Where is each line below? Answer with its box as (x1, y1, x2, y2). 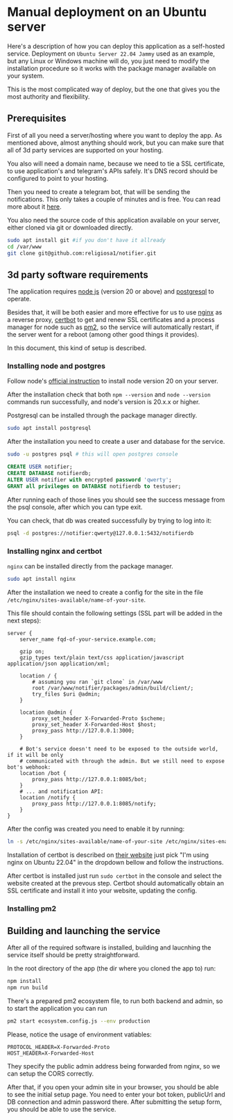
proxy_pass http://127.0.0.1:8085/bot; (32, 776, 148, 783)
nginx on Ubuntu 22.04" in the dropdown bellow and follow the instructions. (7, 858, 224, 866)
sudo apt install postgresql (7, 425, 92, 432)
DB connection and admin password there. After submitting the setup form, (7, 1098, 222, 1106)
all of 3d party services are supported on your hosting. (7, 145, 164, 154)
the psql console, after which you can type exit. (7, 502, 143, 511)
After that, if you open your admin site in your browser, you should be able (7, 1083, 219, 1091)
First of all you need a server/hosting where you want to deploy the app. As (7, 131, 223, 139)
